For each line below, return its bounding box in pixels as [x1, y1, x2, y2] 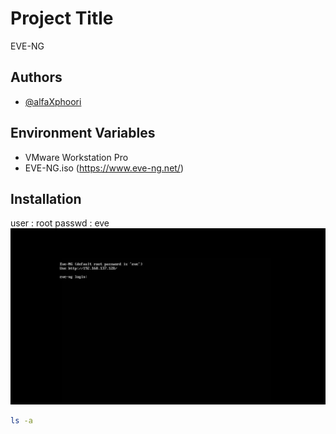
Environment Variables [10, 125, 156, 142]
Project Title [10, 7, 114, 30]
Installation [10, 190, 82, 207]
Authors [10, 69, 63, 86]
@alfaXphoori [24, 95, 82, 107]
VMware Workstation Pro [24, 151, 129, 163]
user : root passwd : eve [10, 217, 110, 229]
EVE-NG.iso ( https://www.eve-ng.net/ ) [24, 162, 185, 174]
